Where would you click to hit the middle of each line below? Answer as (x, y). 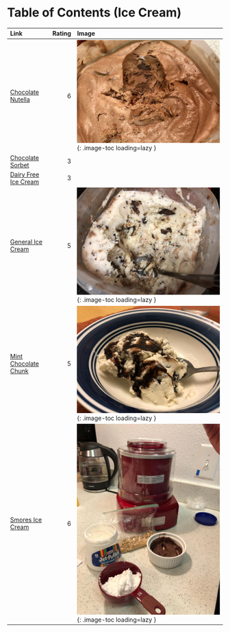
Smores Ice (26, 520)
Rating (62, 34)
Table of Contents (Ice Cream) (94, 13)
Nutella (20, 100)
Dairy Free (25, 174)
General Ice (26, 242)
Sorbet (20, 165)
